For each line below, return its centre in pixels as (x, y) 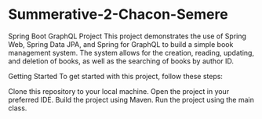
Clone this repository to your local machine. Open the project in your (119, 91)
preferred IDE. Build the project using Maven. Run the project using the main (131, 99)
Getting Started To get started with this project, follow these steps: (116, 76)
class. (18, 108)
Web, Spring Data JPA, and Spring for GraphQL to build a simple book (121, 44)
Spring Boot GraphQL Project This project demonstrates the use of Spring (127, 36)
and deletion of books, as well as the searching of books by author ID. (121, 61)
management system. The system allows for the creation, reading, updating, (131, 52)
